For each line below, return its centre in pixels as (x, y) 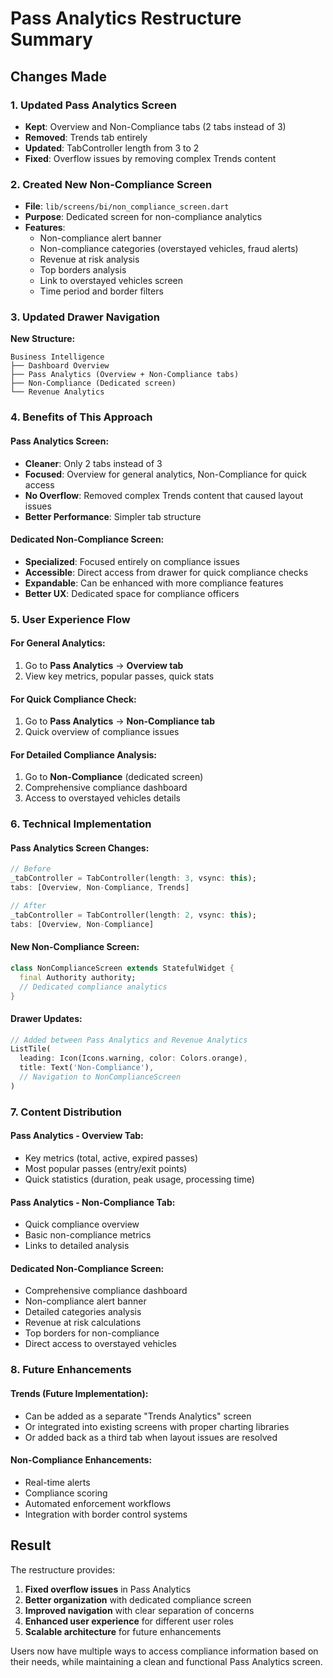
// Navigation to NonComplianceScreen (100, 1077)
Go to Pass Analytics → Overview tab (104, 665)
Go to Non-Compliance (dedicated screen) (114, 777)
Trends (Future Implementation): (79, 1393)
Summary (51, 39)
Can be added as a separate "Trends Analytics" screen (138, 1416)
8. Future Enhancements (71, 1370)
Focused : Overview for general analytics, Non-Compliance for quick (165, 474)
